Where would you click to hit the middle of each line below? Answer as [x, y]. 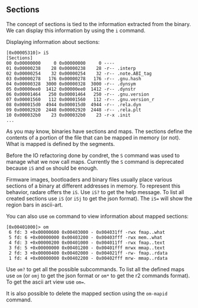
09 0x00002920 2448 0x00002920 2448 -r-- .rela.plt [74, 110]
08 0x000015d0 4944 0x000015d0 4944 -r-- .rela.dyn [74, 104]
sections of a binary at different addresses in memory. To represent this [93, 186]
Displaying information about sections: [53, 42]
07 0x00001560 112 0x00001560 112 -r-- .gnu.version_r [80, 99]
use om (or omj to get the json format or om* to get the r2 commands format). [98, 275]
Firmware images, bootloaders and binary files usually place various [89, 179]
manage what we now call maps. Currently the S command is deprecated [95, 161]
